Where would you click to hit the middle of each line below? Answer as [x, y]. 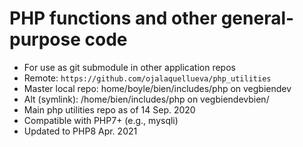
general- [257, 18]
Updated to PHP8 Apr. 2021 [80, 131]
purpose [45, 39]
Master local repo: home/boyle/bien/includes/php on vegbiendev [157, 88]
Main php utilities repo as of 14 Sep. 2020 [109, 109]
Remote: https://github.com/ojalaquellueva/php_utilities [147, 78]
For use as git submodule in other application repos [129, 67]
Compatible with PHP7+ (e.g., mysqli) [101, 120]
